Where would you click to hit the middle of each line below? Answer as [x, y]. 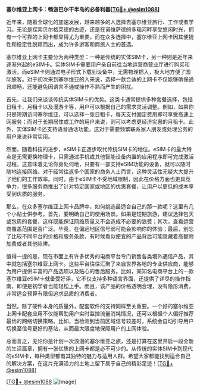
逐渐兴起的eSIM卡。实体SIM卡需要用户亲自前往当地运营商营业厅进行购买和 [98, 64]
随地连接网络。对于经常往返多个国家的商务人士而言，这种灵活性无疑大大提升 [100, 171]
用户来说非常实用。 [30, 137]
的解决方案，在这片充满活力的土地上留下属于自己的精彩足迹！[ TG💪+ [90, 363]
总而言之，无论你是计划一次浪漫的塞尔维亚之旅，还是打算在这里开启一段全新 [100, 341]
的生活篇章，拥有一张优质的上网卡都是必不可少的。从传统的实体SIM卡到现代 [100, 348]
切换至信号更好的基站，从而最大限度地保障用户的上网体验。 [79, 329]
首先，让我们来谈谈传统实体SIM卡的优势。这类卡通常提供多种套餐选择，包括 [100, 99]
